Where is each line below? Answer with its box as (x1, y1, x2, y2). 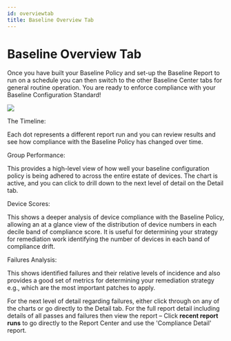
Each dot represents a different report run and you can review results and (7, 130, 216, 138)
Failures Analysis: (7, 256, 57, 264)
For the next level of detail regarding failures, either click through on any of (7, 297, 220, 305)
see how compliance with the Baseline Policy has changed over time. (7, 138, 203, 146)
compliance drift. (7, 242, 55, 251)
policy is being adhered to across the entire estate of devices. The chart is (7, 172, 219, 180)
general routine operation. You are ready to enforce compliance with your (7, 83, 216, 92)
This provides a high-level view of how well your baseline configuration (7, 165, 210, 173)
